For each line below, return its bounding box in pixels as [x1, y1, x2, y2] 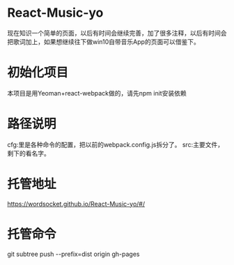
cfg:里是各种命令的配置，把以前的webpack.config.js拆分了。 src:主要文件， [7, 140, 224, 149]
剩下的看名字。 [7, 149, 50, 158]
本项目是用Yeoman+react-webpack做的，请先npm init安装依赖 [7, 89, 187, 97]
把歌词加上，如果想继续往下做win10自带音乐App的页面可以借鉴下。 [7, 37, 200, 46]
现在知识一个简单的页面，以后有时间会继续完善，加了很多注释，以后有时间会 [7, 29, 227, 37]
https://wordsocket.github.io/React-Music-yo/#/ [7, 199, 146, 208]
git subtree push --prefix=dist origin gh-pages [7, 250, 140, 258]
